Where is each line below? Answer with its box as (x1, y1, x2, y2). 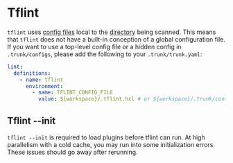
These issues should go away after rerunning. (7, 148, 138, 156)
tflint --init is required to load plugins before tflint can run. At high (7, 133, 206, 141)
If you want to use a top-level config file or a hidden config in (7, 42, 182, 51)
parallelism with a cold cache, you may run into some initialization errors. (7, 141, 216, 148)
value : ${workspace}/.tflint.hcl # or (37, 96, 150, 103)
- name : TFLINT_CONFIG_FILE (32, 89, 113, 96)
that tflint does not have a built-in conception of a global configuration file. (7, 35, 225, 43)
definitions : (13, 69, 51, 77)
